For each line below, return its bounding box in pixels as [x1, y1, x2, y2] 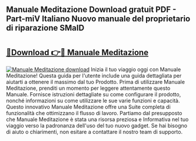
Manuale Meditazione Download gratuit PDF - [6, 5, 177, 15]
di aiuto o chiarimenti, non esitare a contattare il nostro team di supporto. [6, 129, 183, 135]
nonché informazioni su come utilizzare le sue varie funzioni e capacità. [6, 97, 180, 104]
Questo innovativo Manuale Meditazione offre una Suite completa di [6, 103, 171, 110]
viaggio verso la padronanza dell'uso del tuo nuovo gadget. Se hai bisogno [6, 122, 187, 129]
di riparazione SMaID [6, 23, 85, 33]
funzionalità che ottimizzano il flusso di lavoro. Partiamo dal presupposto [6, 110, 182, 116]
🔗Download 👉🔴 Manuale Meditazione [6, 47, 149, 58]
